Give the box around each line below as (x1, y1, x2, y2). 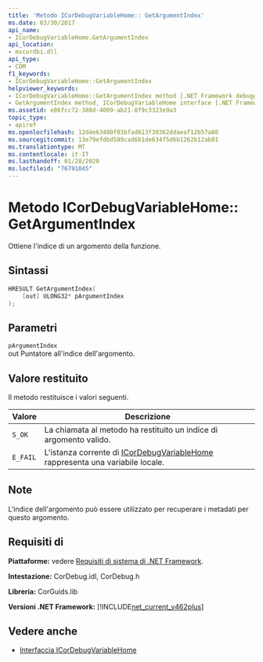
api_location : (8, 41, 55, 49)
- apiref (8, 121, 37, 129)
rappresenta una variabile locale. (44, 457, 165, 467)
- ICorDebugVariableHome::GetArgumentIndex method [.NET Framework (8, 92, 233, 100)
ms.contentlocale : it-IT (8, 150, 89, 158)
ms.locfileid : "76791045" (8, 165, 92, 173)
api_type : (8, 56, 41, 64)
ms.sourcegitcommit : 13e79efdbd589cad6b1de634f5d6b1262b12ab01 (8, 135, 219, 144)
